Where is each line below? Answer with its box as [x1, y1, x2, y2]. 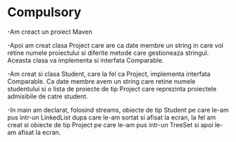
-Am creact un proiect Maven [7, 27, 93, 36]
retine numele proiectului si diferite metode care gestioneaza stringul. [7, 49, 209, 57]
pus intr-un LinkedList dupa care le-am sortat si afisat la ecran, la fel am [7, 113, 216, 122]
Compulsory [7, 4, 82, 20]
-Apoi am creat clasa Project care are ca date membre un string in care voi [7, 41, 224, 49]
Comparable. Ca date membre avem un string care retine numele [7, 77, 196, 85]
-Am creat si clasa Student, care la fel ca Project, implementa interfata [7, 70, 211, 78]
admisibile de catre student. [7, 92, 88, 101]
